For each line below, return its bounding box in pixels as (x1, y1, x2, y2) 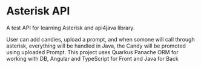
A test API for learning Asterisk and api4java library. (6, 24, 135, 31)
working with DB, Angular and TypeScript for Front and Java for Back (6, 55, 179, 62)
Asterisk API (6, 4, 70, 18)
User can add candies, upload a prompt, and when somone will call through (6, 36, 195, 43)
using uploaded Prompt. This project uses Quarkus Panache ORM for (6, 48, 179, 55)
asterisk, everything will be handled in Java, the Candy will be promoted (6, 42, 186, 49)
